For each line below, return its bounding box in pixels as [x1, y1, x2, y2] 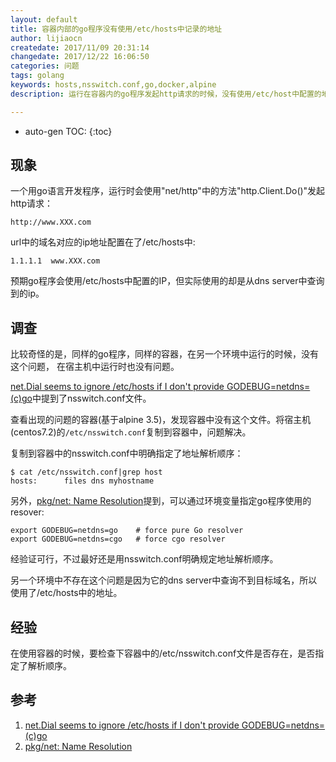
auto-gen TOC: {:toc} [24, 125, 113, 137]
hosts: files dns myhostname [10, 476, 155, 486]
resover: [10, 506, 45, 518]
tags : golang [10, 71, 65, 81]
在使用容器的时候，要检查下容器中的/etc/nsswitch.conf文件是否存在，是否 [10, 647, 316, 660]
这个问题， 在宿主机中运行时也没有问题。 [10, 361, 180, 373]
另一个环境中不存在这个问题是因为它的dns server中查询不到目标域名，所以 [10, 574, 318, 586]
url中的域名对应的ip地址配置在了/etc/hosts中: [10, 236, 196, 248]
